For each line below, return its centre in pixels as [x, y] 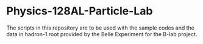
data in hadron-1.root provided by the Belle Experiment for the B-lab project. [102, 34]
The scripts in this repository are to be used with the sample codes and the [101, 28]
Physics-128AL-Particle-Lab [80, 11]
